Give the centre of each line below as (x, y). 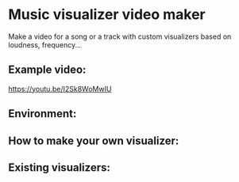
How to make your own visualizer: (94, 140)
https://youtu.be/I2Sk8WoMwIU (60, 89)
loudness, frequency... (45, 44)
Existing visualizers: (60, 167)
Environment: (42, 114)
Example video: (47, 70)
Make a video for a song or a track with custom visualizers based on (120, 36)
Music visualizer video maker (107, 15)
